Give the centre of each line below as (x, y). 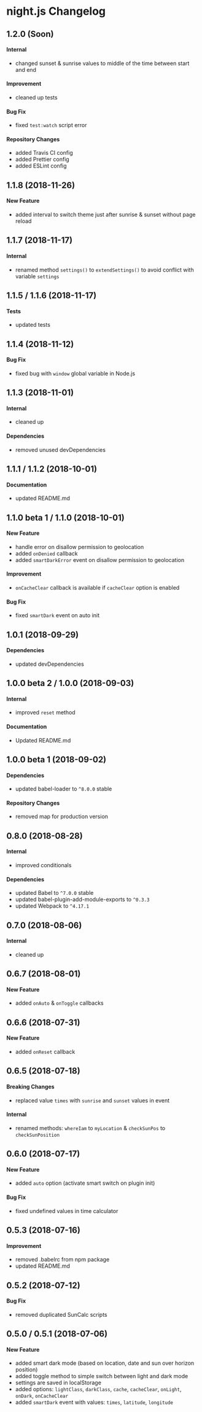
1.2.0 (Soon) (30, 34)
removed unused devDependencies (60, 450)
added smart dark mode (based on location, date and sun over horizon (105, 1363)
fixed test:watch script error (51, 125)
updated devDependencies (49, 664)
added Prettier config (42, 159)
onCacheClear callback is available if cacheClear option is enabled (97, 587)
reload (23, 221)
